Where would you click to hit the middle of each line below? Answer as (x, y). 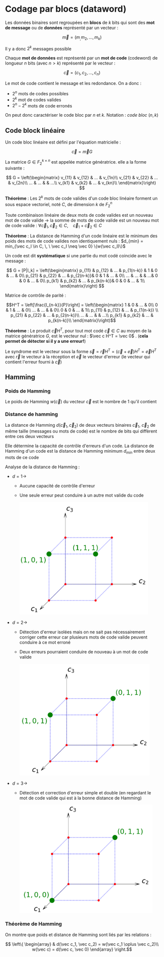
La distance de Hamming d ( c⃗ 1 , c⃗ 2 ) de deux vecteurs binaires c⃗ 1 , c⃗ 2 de (80, 426)
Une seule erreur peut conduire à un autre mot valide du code (82, 495)
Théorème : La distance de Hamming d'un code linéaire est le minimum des (81, 236)
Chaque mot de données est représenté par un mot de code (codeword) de (81, 58)
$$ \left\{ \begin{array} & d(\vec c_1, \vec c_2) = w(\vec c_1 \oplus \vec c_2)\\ (82, 944)
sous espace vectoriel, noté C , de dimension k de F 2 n (59, 205)
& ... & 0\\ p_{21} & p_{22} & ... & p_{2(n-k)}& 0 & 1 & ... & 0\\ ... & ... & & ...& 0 (82, 276)
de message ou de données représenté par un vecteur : (62, 27)
